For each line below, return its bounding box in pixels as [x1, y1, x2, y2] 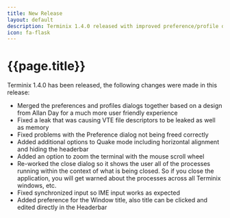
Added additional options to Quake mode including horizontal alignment [16, 138, 220, 146]
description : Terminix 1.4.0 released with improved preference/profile [7, 23, 219, 29]
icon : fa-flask [7, 29, 51, 36]
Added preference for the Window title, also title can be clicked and [16, 196, 207, 204]
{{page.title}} [7, 59, 86, 74]
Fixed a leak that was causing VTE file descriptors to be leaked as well [16, 116, 216, 124]
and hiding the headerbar [16, 145, 89, 154]
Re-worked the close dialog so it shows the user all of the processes [16, 160, 211, 168]
